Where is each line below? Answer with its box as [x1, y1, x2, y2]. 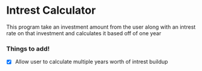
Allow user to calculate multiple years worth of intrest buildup [15, 58, 168, 66]
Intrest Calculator [6, 4, 96, 17]
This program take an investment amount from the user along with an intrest [6, 23, 196, 30]
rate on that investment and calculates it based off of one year [6, 29, 161, 36]
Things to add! [6, 44, 50, 53]
